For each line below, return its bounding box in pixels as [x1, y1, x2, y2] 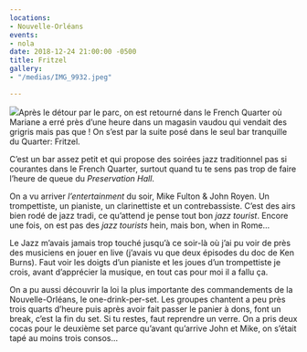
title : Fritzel [9, 56, 68, 65]
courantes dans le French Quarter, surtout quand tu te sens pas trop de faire [9, 163, 297, 174]
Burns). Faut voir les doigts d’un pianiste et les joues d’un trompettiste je [9, 256, 281, 267]
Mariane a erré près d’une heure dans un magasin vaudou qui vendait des [9, 116, 288, 128]
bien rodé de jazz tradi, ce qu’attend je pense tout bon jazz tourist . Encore [9, 210, 289, 221]
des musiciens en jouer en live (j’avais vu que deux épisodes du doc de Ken [9, 247, 295, 258]
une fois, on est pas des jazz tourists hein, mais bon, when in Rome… [9, 220, 270, 231]
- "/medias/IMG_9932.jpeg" [9, 73, 112, 82]
